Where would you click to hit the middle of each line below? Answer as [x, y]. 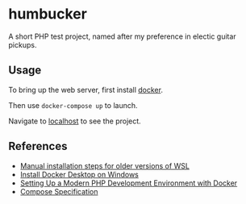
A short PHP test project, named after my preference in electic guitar [122, 36]
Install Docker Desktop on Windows [79, 174]
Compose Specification [59, 191]
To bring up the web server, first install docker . [86, 90]
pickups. [23, 44]
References [38, 146]
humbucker [48, 14]
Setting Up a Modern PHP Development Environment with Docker [129, 183]
